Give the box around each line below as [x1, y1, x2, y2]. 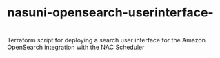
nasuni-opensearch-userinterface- [7, 5, 214, 20]
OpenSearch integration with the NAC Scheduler [7, 43, 145, 52]
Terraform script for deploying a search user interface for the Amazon [7, 36, 206, 44]
